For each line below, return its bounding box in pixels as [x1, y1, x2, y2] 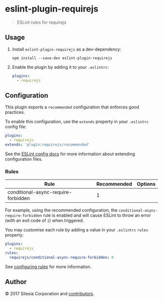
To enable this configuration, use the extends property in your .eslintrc [5, 119, 149, 124]
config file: [5, 124, 27, 130]
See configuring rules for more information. [5, 264, 92, 270]
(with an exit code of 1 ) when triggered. [5, 218, 84, 224]
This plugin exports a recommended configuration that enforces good [5, 104, 139, 110]
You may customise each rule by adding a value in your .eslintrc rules [5, 227, 148, 233]
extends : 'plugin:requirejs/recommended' [5, 142, 90, 147]
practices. [5, 109, 25, 115]
